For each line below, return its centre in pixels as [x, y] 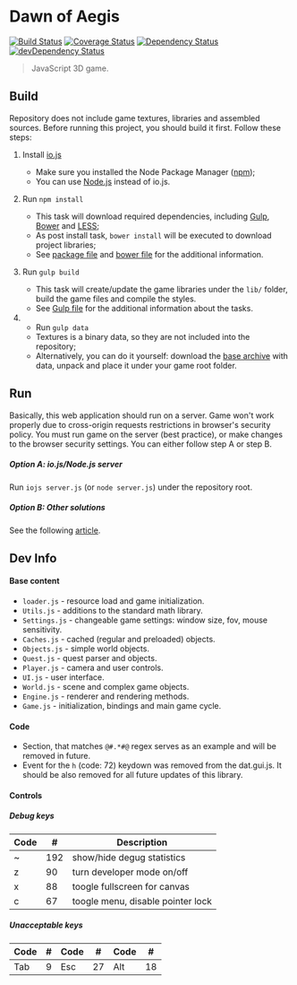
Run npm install [53, 198]
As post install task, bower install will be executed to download [153, 235]
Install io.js [42, 154]
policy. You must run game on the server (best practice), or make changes [146, 434]
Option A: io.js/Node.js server [66, 465]
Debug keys [32, 816]
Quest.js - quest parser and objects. [89, 658]
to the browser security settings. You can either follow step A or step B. [141, 444]
